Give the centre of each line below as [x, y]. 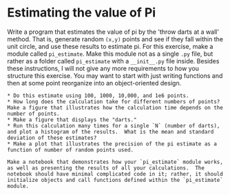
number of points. [33, 114]
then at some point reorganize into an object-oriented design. [94, 83]
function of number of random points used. [71, 150]
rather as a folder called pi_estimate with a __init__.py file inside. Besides [113, 61]
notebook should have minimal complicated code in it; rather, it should [115, 174]
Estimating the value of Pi [82, 13]
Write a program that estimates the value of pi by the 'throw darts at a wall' [113, 32]
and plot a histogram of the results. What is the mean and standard [111, 132]
